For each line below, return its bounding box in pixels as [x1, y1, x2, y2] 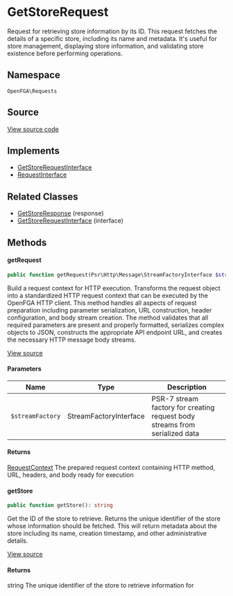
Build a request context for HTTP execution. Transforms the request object [7, 283, 221, 292]
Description [167, 382, 207, 392]
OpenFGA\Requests [7, 87, 58, 94]
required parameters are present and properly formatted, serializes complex [7, 320, 225, 329]
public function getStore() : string [7, 502, 113, 509]
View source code [7, 125, 59, 133]
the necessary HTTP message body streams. [7, 335, 137, 344]
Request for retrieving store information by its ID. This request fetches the [7, 27, 217, 35]
